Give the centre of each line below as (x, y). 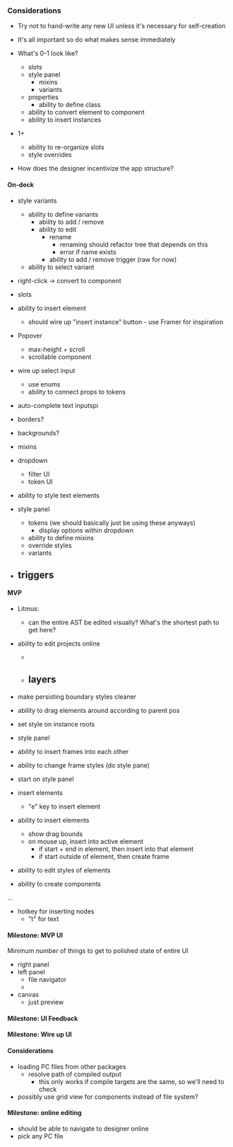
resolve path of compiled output (74, 1074)
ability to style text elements (59, 495)
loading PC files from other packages (72, 1066)
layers (42, 679)
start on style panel (46, 779)
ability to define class (70, 105)
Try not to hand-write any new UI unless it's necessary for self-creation (121, 26)
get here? (42, 630)
